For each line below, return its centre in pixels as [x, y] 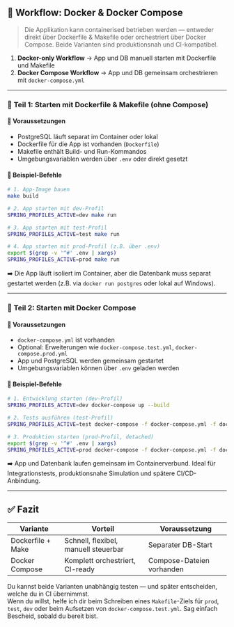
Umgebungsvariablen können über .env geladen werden [98, 368]
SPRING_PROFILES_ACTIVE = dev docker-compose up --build [88, 405]
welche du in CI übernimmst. [48, 594]
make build [23, 196]
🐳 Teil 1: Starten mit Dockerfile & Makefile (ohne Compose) [108, 104]
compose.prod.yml [42, 354]
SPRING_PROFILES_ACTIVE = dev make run [62, 215]
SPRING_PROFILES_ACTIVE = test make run [63, 234]
